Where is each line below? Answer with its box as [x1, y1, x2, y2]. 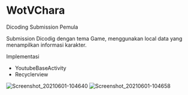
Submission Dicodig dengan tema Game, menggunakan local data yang [6, 35, 183, 42]
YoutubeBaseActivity [14, 64, 67, 72]
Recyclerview [14, 71, 48, 78]
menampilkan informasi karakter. [6, 41, 87, 48]
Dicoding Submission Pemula [6, 23, 78, 30]
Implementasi [6, 53, 40, 60]
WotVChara [6, 4, 65, 17]
